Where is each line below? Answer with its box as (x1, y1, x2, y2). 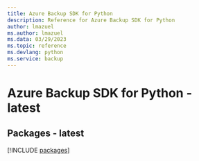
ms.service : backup (7, 56, 64, 62)
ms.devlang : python (7, 49, 64, 56)
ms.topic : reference (7, 42, 67, 49)
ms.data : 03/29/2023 (7, 36, 67, 43)
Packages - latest (7, 128, 85, 139)
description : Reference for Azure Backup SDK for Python (7, 17, 175, 24)
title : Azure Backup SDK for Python (7, 10, 113, 17)
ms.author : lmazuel (7, 29, 64, 37)
